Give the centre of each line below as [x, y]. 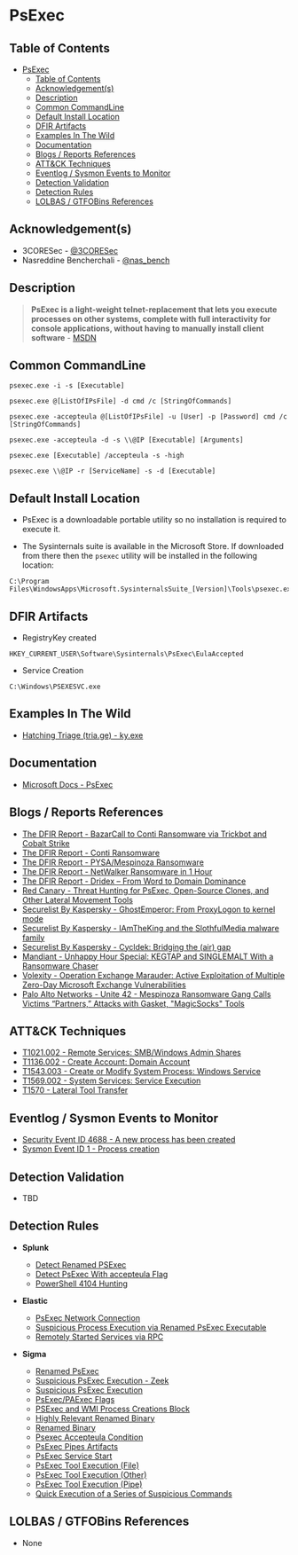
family [33, 938]
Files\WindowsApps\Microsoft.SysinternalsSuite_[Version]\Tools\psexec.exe [152, 589]
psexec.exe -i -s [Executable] [67, 386]
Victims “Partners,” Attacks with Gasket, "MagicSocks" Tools [133, 1003]
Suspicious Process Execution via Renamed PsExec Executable [151, 1327]
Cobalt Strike [46, 843]
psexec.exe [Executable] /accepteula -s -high [97, 456]
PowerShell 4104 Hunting [82, 1284]
